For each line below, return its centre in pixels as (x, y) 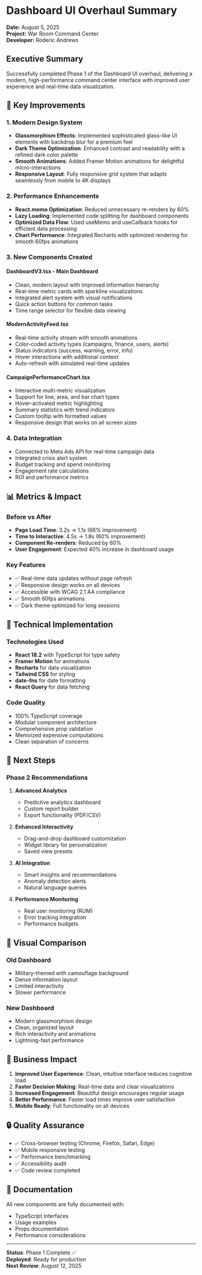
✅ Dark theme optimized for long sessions (67, 605)
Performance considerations (50, 1235)
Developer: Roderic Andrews (42, 40)
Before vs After (29, 517)
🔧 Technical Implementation (60, 624)
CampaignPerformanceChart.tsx (48, 377)
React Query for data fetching (52, 687)
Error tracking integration (55, 917)
